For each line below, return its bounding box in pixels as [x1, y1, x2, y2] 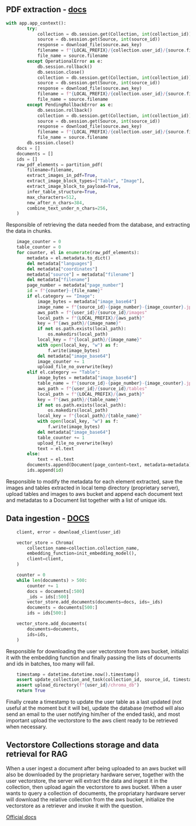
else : [27, 451, 41, 457]
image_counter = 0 [16, 239, 61, 245]
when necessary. [6, 723, 48, 730]
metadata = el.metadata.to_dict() [27, 255, 111, 261]
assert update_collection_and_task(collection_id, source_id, [16, 677, 171, 683]
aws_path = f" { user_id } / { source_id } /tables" [37, 386, 148, 392]
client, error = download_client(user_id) [16, 529, 121, 535]
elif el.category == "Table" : [27, 369, 100, 375]
